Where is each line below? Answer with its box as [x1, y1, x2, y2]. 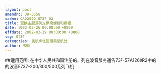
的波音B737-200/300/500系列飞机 [5, 63, 74, 69]
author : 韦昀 [5, 43, 30, 48]
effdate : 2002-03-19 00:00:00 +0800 [5, 30, 80, 35]
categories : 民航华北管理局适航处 [5, 39, 68, 44]
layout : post [5, 7, 32, 12]
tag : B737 [5, 35, 25, 39]
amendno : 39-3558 [5, 12, 40, 17]
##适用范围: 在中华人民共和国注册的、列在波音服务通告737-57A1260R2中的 [5, 57, 157, 63]
